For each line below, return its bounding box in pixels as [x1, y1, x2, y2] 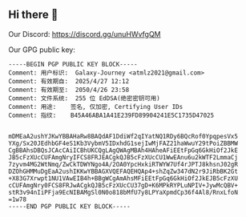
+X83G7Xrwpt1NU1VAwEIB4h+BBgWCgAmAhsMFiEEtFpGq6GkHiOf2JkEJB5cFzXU [8, 174, 239, 183]
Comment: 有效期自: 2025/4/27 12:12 [8, 77, 130, 85]
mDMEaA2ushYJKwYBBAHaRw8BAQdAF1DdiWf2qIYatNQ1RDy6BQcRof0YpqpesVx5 [8, 132, 239, 140]
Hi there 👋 [8, 8, 58, 22]
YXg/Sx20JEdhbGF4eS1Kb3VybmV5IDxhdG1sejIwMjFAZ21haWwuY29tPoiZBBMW [8, 139, 239, 147]
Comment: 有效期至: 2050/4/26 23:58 [8, 86, 130, 94]
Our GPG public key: [8, 45, 76, 54]
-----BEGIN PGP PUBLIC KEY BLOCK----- [8, 60, 138, 68]
